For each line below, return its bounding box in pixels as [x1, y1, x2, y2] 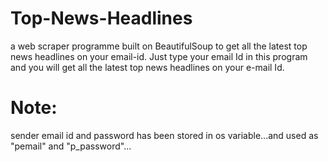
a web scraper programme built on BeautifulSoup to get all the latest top [10, 40, 308, 52]
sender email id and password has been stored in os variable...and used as [10, 129, 319, 141]
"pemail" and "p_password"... [10, 140, 132, 152]
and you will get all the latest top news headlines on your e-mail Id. [10, 61, 285, 73]
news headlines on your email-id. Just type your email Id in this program [10, 50, 308, 62]
